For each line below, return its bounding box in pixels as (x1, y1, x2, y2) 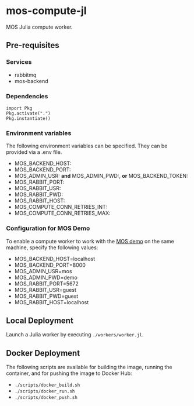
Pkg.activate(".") (6, 110, 51, 116)
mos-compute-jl (6, 4, 87, 18)
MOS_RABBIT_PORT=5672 (14, 280, 79, 287)
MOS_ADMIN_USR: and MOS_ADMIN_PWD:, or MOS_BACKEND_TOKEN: (14, 173, 188, 180)
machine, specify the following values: (6, 244, 98, 251)
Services (6, 58, 32, 66)
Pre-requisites (6, 40, 59, 50)
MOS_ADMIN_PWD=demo (14, 274, 77, 281)
